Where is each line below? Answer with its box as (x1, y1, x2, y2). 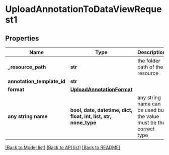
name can (137, 100, 161, 107)
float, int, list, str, (70, 113, 112, 119)
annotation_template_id (8, 78, 65, 84)
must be (137, 119, 157, 126)
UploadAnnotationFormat (70, 86, 133, 93)
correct (137, 125, 155, 132)
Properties (5, 34, 39, 42)
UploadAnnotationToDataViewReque (5, 3, 162, 15)
